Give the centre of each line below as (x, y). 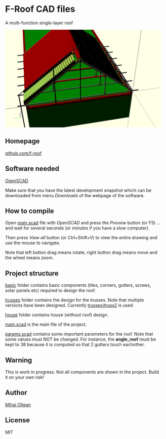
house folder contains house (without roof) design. (57, 315)
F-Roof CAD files (40, 9)
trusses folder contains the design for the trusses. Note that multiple (75, 300)
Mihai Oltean (18, 404)
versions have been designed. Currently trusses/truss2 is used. (70, 306)
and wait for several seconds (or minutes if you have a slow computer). (77, 228)
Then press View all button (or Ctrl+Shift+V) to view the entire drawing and (81, 238)
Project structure (32, 273)
